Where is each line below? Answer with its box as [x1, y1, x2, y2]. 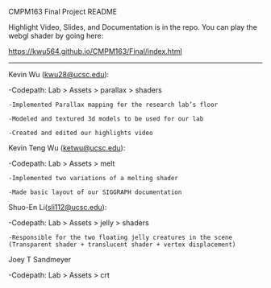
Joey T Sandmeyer [8, 255, 71, 264]
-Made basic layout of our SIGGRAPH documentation [8, 188, 182, 196]
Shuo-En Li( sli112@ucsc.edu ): [8, 203, 107, 212]
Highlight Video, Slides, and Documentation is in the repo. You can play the [8, 23, 258, 31]
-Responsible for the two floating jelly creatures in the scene [8, 233, 232, 241]
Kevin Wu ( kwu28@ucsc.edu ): [8, 70, 110, 79]
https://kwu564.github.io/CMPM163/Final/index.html [8, 47, 183, 56]
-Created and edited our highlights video [8, 129, 153, 137]
